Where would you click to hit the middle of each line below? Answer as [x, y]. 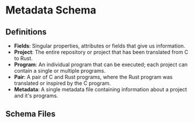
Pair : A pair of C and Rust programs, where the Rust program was [93, 77]
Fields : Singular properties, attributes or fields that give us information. [100, 46]
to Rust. [23, 58]
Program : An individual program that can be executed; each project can [101, 64]
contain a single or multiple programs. [60, 71]
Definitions [26, 32]
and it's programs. [36, 95]
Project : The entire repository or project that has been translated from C [101, 52]
